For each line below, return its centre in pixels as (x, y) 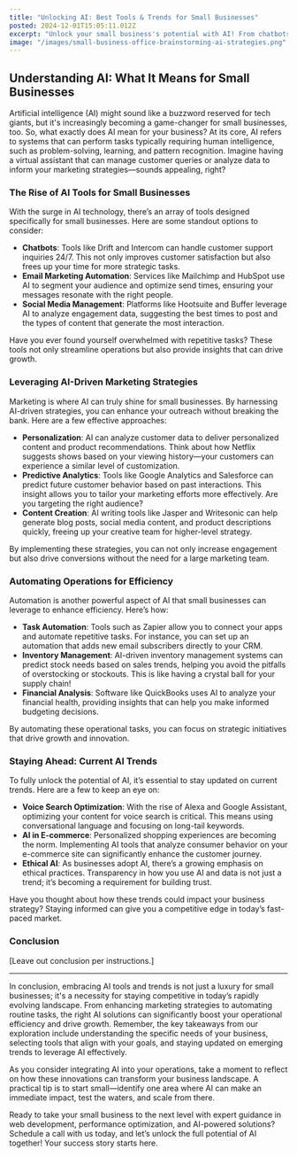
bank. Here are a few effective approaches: (88, 420)
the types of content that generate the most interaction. (123, 323)
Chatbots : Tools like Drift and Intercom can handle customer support (148, 248)
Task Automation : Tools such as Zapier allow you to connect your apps (152, 626)
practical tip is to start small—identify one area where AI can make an (136, 1088)
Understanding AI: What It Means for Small (129, 78)
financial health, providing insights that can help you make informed (145, 702)
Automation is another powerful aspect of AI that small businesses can (138, 600)
